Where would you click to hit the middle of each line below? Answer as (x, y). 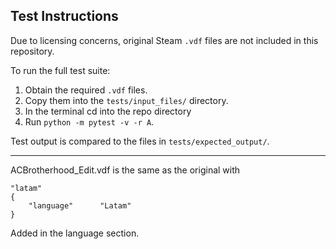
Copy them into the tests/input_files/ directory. (126, 100)
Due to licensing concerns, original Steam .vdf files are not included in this (164, 40)
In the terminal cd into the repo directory (108, 111)
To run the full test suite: (60, 70)
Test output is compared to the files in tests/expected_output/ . (140, 141)
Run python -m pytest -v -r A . (89, 121)
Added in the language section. (75, 233)
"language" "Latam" (80, 205)
